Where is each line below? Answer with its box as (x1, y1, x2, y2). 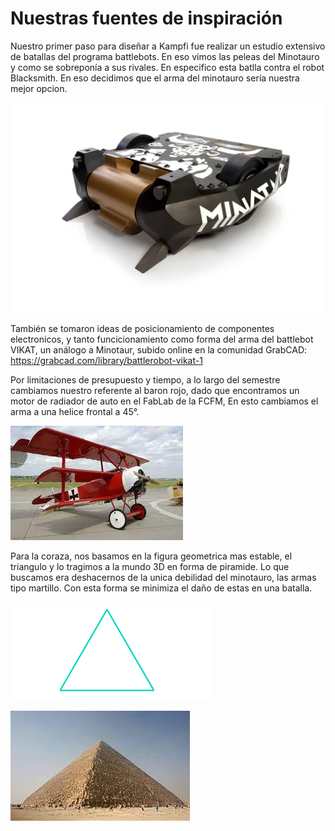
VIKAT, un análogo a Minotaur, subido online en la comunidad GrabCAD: (10, 343, 308, 356)
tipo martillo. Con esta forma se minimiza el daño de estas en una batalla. (10, 582, 313, 594)
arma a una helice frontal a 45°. (10, 405, 140, 417)
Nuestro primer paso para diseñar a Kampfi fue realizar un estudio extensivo (10, 40, 326, 52)
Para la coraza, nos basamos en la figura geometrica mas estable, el (10, 550, 293, 562)
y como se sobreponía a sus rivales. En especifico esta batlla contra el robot (10, 61, 325, 73)
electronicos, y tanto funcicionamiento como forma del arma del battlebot (10, 333, 314, 345)
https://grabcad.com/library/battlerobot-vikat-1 (10, 354, 203, 366)
